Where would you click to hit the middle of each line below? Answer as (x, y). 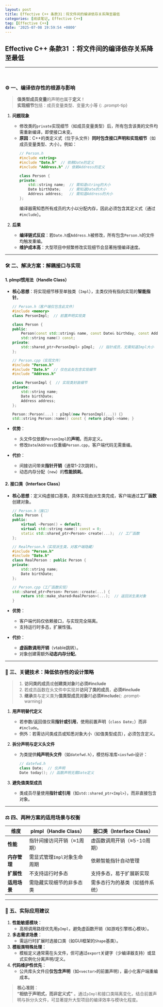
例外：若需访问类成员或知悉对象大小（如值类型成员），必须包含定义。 (88, 734)
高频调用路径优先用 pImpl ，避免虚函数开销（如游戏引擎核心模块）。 (85, 928)
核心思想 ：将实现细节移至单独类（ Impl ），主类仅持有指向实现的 (75, 291)
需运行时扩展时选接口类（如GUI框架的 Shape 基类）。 (70, 941)
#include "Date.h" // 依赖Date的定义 (57, 162)
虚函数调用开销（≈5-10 (118, 841)
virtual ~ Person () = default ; (51, 524)
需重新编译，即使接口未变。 (47, 132)
